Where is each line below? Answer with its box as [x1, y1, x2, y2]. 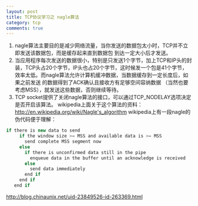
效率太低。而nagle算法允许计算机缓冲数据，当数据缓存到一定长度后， [14, 71, 184, 79]
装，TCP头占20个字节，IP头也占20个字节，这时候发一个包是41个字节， [14, 64, 187, 71]
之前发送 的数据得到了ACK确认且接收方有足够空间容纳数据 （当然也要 [19, 79, 189, 86]
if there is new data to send [6, 127, 81, 133]
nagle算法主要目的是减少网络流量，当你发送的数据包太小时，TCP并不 [14, 42, 183, 49]
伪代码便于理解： [14, 116, 57, 123]
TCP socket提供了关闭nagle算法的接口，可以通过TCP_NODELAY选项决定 [14, 94, 192, 101]
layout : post [6, 8, 38, 15]
